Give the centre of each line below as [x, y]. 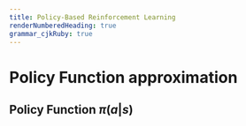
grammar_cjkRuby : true [51, 33]
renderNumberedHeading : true [63, 26]
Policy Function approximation [123, 77]
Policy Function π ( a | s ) [71, 110]
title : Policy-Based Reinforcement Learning [92, 17]
